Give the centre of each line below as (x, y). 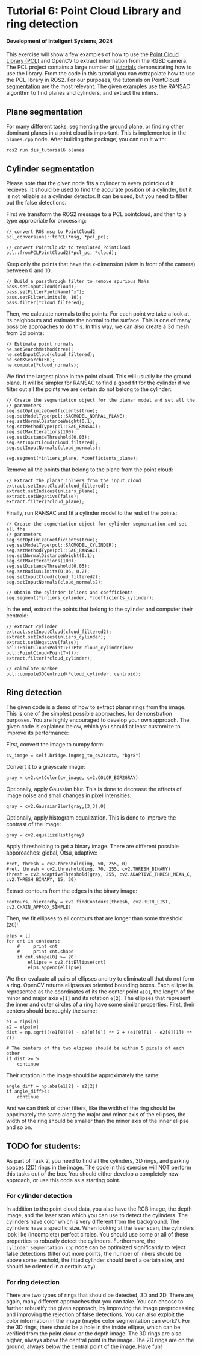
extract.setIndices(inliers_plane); (52, 491)
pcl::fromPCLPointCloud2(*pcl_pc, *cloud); (62, 253)
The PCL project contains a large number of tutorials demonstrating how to (99, 67)
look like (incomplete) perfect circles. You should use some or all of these (97, 1234)
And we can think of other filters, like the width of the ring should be (91, 1108)
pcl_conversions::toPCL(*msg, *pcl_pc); (58, 237)
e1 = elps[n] (23, 1022)
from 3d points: (25, 333)
